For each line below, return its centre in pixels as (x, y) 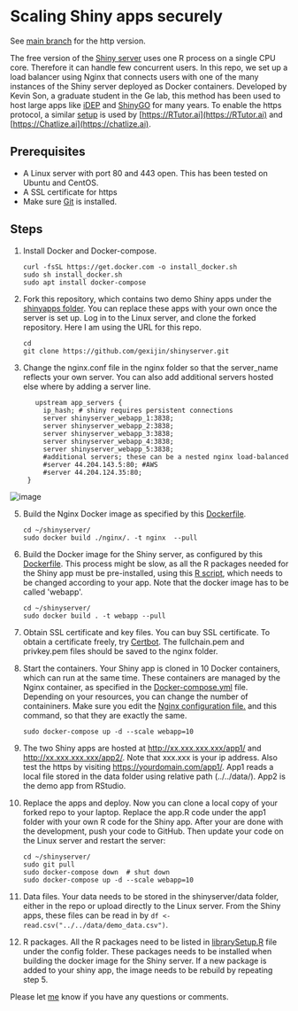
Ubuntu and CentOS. (61, 183)
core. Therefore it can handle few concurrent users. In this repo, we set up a (149, 67)
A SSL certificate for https (70, 191)
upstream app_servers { (79, 402)
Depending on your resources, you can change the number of (135, 696)
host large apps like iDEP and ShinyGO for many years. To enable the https (146, 105)
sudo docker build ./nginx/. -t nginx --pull (110, 538)
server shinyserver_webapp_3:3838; (108, 433)
